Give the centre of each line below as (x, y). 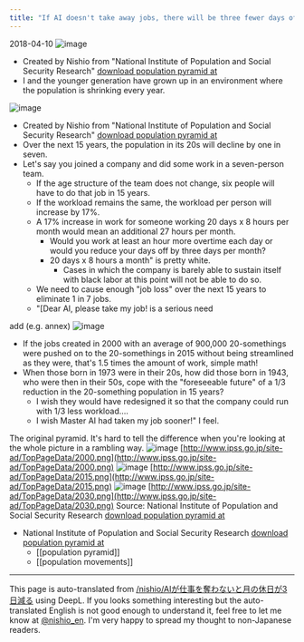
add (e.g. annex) (40, 326)
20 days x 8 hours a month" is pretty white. (130, 260)
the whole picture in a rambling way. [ (96, 447)
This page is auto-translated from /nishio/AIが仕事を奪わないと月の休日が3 (148, 588)
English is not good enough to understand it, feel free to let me (165, 610)
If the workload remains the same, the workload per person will (154, 202)
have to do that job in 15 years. (93, 192)
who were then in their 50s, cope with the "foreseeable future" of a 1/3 (154, 382)
